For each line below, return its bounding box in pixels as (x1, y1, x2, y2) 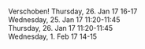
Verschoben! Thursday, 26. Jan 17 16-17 (8, 6, 138, 16)
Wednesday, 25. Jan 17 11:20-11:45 (8, 15, 121, 24)
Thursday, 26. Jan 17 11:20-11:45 (8, 24, 113, 32)
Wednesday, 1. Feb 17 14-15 (8, 32, 97, 41)
